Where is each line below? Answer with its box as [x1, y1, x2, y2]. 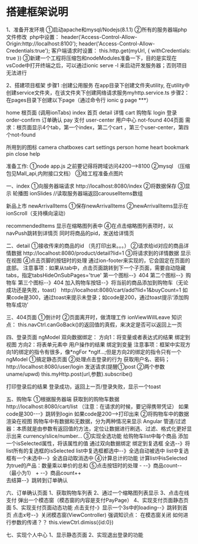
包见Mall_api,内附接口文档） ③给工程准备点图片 [6, 169, 124, 177]
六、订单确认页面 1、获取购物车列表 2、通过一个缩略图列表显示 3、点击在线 [6, 489, 190, 496]
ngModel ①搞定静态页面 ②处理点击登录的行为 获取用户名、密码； [6, 355, 170, 363]
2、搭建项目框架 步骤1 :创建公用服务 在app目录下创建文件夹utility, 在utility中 [6, 81, 190, 89]
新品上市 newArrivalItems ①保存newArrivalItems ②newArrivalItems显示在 [6, 202, 189, 209]
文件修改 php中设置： [6, 33, 60, 40]
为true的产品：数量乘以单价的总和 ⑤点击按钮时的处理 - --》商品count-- [6, 461, 183, 469]
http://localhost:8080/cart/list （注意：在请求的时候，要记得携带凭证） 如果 [6, 402, 189, 410]
